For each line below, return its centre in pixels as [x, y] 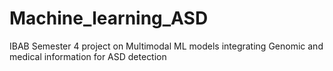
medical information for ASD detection [88, 56]
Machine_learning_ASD [109, 18]
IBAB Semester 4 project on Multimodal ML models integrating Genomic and [166, 46]
